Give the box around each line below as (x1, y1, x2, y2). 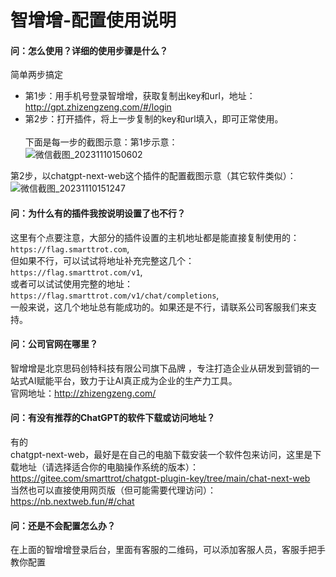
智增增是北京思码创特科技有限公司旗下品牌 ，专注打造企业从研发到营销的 (10, 362, 311, 374)
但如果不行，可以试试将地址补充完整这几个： (10, 254, 195, 266)
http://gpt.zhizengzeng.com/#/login (24, 101, 172, 113)
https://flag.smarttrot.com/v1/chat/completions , (10, 289, 220, 301)
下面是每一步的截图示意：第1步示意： (24, 136, 178, 148)
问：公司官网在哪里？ (10, 338, 98, 350)
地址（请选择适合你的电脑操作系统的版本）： (18, 461, 199, 473)
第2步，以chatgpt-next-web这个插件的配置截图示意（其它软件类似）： (10, 170, 297, 182)
